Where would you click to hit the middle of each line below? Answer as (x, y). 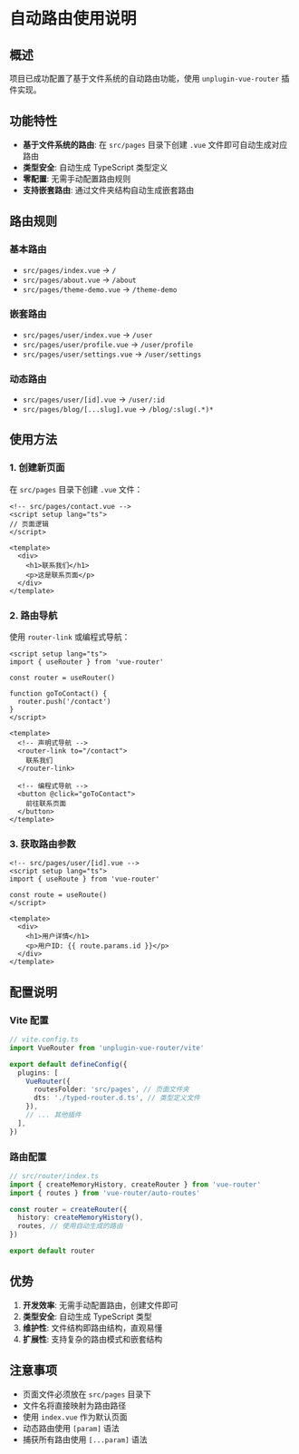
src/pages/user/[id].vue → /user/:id (94, 399)
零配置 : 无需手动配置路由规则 (77, 179)
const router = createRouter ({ (68, 1209)
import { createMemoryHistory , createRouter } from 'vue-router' (135, 1185)
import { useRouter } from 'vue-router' (87, 662)
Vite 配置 (29, 1020)
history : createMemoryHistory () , (81, 1218)
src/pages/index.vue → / (69, 269)
